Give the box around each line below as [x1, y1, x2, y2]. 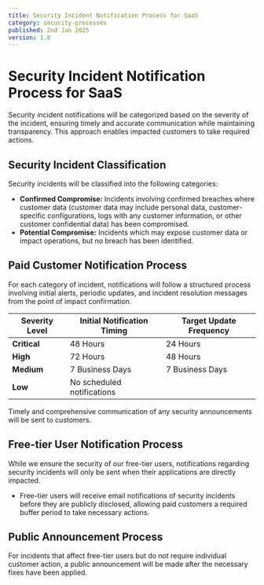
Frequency [188, 324, 230, 335]
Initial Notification [79, 315, 148, 326]
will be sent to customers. [8, 415, 92, 424]
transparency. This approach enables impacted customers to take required [8, 127, 250, 136]
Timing [101, 324, 128, 335]
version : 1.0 [8, 33, 51, 42]
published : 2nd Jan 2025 [8, 26, 90, 34]
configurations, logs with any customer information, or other [46, 211, 242, 220]
